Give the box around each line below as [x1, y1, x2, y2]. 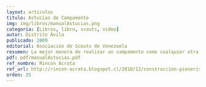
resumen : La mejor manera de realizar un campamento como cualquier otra [6, 49, 199, 55]
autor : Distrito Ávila [6, 32, 64, 38]
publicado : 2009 [6, 37, 48, 43]
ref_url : [6, 66, 29, 72]
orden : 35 [6, 72, 32, 78]
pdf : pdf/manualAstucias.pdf [6, 55, 81, 61]
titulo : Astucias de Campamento [6, 15, 89, 21]
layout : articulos [6, 9, 53, 15]
